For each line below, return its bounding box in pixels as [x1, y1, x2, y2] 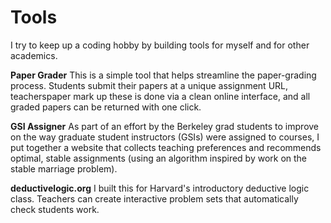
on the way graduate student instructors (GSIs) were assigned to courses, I [10, 131, 320, 143]
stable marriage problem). [10, 162, 118, 175]
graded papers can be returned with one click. [10, 101, 202, 113]
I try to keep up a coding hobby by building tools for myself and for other [10, 39, 310, 51]
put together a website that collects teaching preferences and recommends [10, 141, 322, 153]
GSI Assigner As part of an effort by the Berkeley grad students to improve [10, 120, 320, 132]
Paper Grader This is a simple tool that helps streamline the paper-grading [10, 69, 317, 81]
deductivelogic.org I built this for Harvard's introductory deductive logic [10, 182, 310, 194]
